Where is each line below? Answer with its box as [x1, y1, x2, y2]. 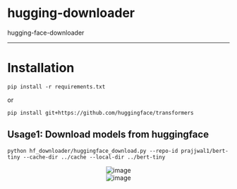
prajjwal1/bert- [181, 147, 229, 154]
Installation [7, 60, 75, 76]
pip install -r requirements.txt [7, 83, 106, 90]
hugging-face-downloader [7, 28, 85, 37]
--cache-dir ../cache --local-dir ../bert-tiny [23, 154, 166, 161]
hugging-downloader [7, 5, 135, 21]
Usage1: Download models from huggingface [7, 129, 209, 141]
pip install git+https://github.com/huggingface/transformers [7, 109, 194, 116]
